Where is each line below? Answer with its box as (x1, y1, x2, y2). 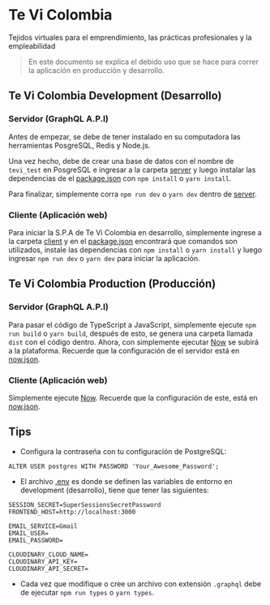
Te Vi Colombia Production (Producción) (8, 277, 216, 291)
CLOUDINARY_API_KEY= (8, 557, 79, 565)
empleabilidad (8, 41, 56, 50)
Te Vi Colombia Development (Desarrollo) (8, 89, 222, 103)
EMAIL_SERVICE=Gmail (8, 521, 79, 530)
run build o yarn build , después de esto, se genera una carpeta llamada (8, 328, 253, 338)
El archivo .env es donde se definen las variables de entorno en (19, 476, 233, 486)
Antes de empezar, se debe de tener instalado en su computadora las (8, 131, 241, 141)
